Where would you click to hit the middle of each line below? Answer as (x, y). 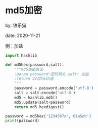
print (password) (22, 121)
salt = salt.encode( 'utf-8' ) (45, 93)
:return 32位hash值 (34, 79)
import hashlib (21, 55)
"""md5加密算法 (29, 69)
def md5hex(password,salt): (35, 65)
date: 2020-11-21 (23, 35)
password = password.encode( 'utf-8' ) (54, 88)
